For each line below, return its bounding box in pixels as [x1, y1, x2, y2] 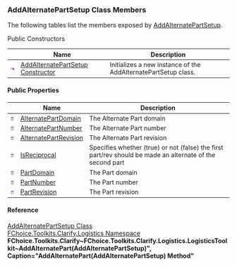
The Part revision [89, 188, 139, 196]
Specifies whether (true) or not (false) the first [89, 143, 224, 152]
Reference [7, 206, 39, 214]
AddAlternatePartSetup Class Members [7, 5, 147, 15]
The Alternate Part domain [89, 114, 166, 123]
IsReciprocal [20, 151, 56, 159]
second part [89, 159, 125, 167]
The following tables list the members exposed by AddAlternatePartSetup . [7, 21, 223, 30]
